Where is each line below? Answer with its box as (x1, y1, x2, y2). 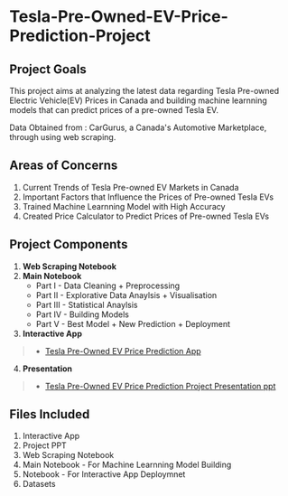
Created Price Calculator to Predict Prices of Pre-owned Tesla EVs (22, 211, 269, 221)
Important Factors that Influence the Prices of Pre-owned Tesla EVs (22, 192, 274, 202)
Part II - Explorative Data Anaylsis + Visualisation (35, 289, 218, 300)
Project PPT (22, 440, 68, 451)
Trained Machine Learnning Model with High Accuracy (22, 201, 226, 211)
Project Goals (9, 61, 88, 77)
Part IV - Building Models (35, 309, 129, 320)
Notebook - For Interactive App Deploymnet (22, 469, 186, 480)
